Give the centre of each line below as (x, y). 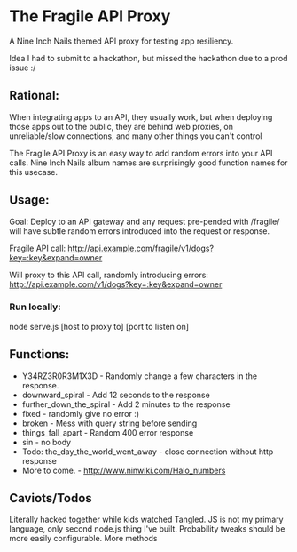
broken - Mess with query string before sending (109, 423)
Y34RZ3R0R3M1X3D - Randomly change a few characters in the (140, 376)
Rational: (35, 96)
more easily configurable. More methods (83, 539)
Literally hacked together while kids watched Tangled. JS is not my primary (146, 520)
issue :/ (23, 68)
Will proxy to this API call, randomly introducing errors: (109, 275)
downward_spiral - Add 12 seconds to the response (116, 395)
